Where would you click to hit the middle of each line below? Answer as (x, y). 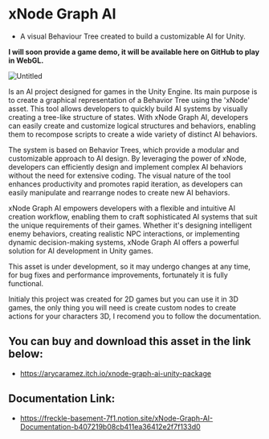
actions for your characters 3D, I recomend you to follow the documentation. (135, 316)
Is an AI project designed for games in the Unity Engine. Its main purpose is (133, 91)
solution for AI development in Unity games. (81, 251)
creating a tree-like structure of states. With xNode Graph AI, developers (128, 117)
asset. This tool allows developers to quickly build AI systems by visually (128, 109)
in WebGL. (26, 60)
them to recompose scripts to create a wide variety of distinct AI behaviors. (133, 134)
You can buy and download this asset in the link (130, 341)
